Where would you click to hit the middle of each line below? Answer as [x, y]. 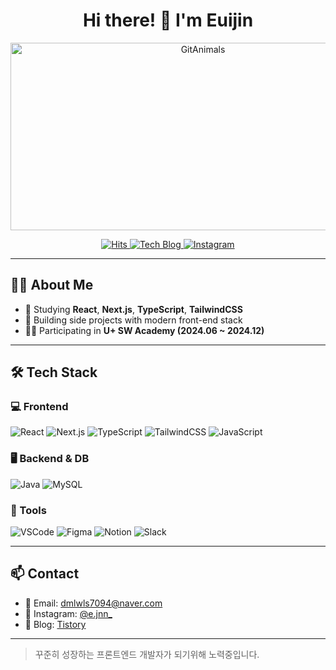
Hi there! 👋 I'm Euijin [168, 20]
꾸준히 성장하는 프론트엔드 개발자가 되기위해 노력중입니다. [147, 654]
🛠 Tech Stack [54, 372]
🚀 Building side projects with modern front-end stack [133, 320]
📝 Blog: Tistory [55, 624]
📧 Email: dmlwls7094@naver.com [93, 603]
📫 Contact [45, 574]
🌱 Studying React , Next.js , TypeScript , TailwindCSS [133, 309]
